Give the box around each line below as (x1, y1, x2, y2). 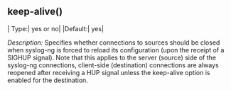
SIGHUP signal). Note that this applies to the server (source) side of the (7, 53, 217, 62)
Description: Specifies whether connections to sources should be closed (7, 38, 220, 47)
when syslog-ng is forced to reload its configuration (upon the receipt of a (7, 45, 225, 54)
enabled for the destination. (7, 76, 89, 84)
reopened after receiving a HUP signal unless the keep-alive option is (7, 68, 210, 77)
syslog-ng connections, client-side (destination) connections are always (7, 60, 219, 69)
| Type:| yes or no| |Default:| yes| (7, 24, 104, 33)
